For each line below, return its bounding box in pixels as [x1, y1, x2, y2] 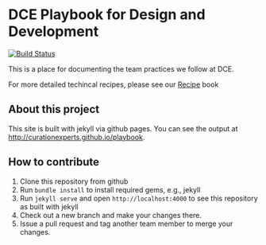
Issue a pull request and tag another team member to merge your [19, 219, 233, 228]
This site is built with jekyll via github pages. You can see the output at [8, 123, 238, 133]
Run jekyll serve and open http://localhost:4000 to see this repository [19, 193, 258, 203]
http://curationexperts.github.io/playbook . [8, 132, 145, 142]
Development [8, 22, 99, 41]
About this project [8, 103, 100, 116]
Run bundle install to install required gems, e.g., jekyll [19, 185, 201, 194]
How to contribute [8, 155, 100, 169]
